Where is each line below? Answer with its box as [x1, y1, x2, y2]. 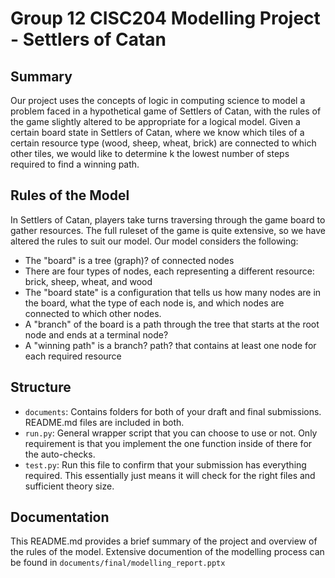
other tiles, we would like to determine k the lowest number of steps [10, 148, 290, 159]
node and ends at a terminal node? [24, 328, 169, 341]
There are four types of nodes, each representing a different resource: [24, 265, 315, 277]
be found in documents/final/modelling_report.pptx [10, 557, 226, 569]
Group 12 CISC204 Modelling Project [10, 7, 321, 30]
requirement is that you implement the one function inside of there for [24, 437, 313, 449]
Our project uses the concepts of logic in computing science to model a [10, 95, 306, 106]
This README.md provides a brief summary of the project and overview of [10, 535, 318, 547]
